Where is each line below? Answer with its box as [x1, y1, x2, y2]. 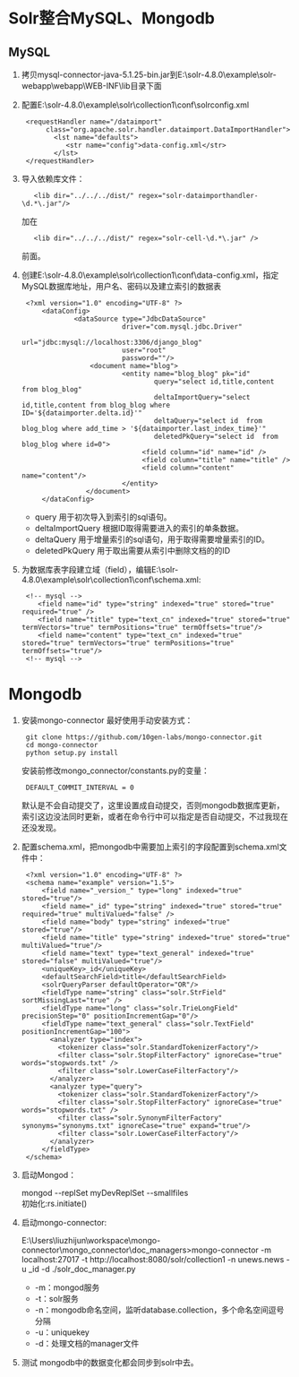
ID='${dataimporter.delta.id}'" [21, 409, 142, 417]
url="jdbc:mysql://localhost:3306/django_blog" [21, 338, 202, 347]
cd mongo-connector [25, 740, 98, 749]
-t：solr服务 [34, 1293, 80, 1304]
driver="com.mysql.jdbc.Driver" [121, 323, 243, 331]
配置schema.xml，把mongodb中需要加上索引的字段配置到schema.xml [21, 841, 279, 852]
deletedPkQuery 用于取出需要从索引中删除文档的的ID [34, 546, 230, 555]
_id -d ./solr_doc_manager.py [29, 1263, 136, 1274]
